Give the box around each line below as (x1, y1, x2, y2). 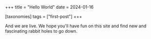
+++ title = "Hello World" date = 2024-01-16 (5, 4, 94, 10)
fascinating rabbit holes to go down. (5, 28, 78, 34)
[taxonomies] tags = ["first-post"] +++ (5, 14, 82, 19)
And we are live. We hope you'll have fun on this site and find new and (5, 23, 147, 29)
